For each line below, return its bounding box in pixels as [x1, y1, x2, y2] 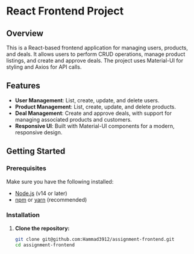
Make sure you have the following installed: [6, 178, 114, 185]
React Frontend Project [6, 4, 124, 18]
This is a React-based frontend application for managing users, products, [6, 44, 189, 51]
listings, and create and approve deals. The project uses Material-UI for [6, 57, 184, 64]
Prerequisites [6, 164, 46, 173]
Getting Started [6, 146, 66, 156]
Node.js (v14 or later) [14, 190, 67, 197]
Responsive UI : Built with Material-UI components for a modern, [14, 122, 175, 129]
